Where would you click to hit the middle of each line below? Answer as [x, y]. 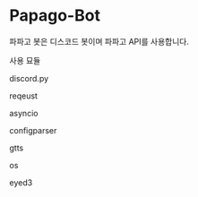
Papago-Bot [55, 16]
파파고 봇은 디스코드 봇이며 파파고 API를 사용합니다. [99, 41]
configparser [33, 130]
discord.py [29, 78]
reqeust [24, 96]
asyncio [24, 113]
